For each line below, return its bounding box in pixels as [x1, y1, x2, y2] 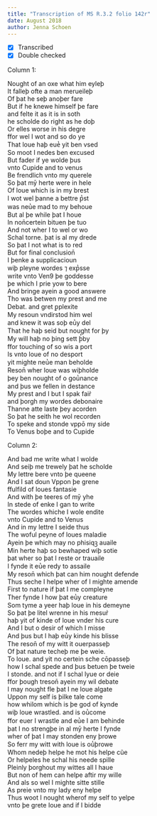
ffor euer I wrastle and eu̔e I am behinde [7, 716, 125, 725]
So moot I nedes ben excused [7, 148, 94, 156]
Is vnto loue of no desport [7, 350, 83, 358]
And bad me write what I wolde [7, 454, 99, 463]
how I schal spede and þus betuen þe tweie [7, 662, 135, 670]
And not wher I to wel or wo [7, 225, 89, 234]
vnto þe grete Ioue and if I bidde [7, 800, 102, 809]
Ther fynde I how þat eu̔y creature [7, 593, 108, 601]
